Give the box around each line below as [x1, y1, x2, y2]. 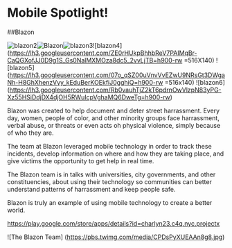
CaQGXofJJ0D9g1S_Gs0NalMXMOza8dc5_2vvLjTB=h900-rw [7, 56, 183, 64]
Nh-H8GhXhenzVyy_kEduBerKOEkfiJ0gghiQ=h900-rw [7, 78, 163, 86]
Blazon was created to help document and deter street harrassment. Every [7, 106, 220, 115]
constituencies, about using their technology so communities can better [7, 177, 213, 185]
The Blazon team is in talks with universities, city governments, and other [7, 170, 216, 179]
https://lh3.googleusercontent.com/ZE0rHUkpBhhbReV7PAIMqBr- [9, 49, 197, 57]
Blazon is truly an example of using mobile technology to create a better [7, 198, 213, 206]
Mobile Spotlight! [7, 5, 109, 21]
